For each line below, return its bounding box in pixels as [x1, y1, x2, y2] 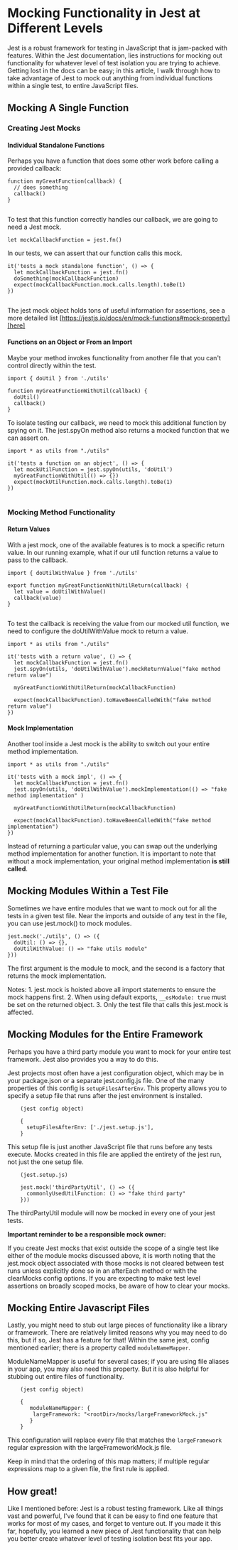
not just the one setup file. [7, 1157, 84, 1166]
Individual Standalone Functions [7, 141, 105, 149]
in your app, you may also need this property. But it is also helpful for [7, 1365, 210, 1373]
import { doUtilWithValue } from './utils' [7, 569, 139, 576]
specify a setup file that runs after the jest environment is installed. [7, 1091, 202, 1099]
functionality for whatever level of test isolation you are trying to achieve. [7, 58, 221, 67]
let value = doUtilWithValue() [13, 588, 107, 595]
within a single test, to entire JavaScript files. [7, 81, 139, 90]
